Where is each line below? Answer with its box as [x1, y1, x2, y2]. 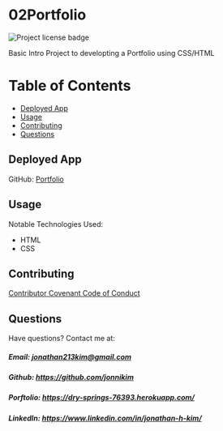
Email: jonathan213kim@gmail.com [8, 352, 132, 361]
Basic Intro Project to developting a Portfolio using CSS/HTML [8, 48, 215, 58]
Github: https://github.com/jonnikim [8, 373, 134, 382]
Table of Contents [8, 77, 131, 95]
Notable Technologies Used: [8, 219, 104, 228]
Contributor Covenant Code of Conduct [8, 288, 140, 298]
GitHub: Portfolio [8, 174, 64, 184]
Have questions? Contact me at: [8, 334, 116, 344]
